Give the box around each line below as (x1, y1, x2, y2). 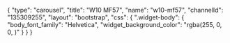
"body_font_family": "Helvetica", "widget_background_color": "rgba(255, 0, (7, 21, 222, 28)
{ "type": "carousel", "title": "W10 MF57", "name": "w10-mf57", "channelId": (7, 6, 224, 14)
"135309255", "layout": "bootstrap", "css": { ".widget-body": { (7, 13, 185, 21)
